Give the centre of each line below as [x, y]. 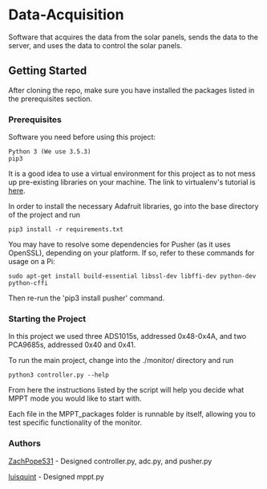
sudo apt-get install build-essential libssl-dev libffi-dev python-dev [132, 276]
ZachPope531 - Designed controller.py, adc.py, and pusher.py [110, 461]
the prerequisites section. [51, 99]
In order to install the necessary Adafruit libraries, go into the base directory [133, 206]
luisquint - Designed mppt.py [56, 476]
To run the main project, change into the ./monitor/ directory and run [121, 361]
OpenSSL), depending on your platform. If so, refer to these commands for [131, 253]
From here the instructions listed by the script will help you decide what [126, 390]
